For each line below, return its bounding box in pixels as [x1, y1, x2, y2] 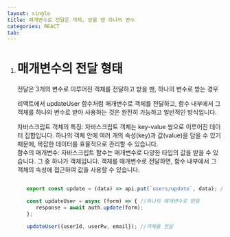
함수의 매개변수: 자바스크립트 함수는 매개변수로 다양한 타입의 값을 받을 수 [16, 148, 211, 157]
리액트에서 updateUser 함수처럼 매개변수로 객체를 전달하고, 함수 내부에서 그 [16, 100, 221, 108]
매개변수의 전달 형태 [16, 61, 123, 76]
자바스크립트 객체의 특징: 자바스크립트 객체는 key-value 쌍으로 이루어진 [16, 123, 208, 131]
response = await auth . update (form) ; [35, 204, 144, 211]
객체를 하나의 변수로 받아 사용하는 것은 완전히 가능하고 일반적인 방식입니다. [16, 108, 218, 117]
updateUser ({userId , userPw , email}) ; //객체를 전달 [26, 223, 174, 230]
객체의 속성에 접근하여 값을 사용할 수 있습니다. [16, 166, 141, 174]
